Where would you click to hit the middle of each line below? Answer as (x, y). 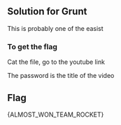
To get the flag (33, 46)
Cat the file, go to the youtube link (56, 62)
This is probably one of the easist (55, 28)
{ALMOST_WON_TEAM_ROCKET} (56, 114)
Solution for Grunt (47, 12)
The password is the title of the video (61, 76)
